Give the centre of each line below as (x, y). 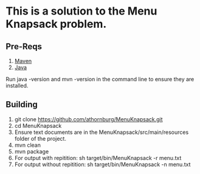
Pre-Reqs (24, 46)
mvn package (32, 151)
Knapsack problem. (56, 24)
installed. (17, 85)
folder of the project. (40, 138)
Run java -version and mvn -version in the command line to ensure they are (100, 79)
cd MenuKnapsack (38, 125)
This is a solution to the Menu (81, 11)
